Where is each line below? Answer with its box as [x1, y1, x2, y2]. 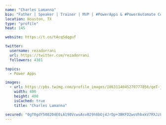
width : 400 [14, 89, 37, 94]
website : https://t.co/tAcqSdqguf [5, 35, 77, 40]
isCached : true [14, 98, 45, 103]
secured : [5, 112, 23, 117]
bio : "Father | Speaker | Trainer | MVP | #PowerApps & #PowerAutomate [5, 12, 156, 17]
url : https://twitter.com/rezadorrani [9, 53, 90, 58]
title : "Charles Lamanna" [14, 103, 68, 108]
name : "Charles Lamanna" [5, 7, 56, 12]
